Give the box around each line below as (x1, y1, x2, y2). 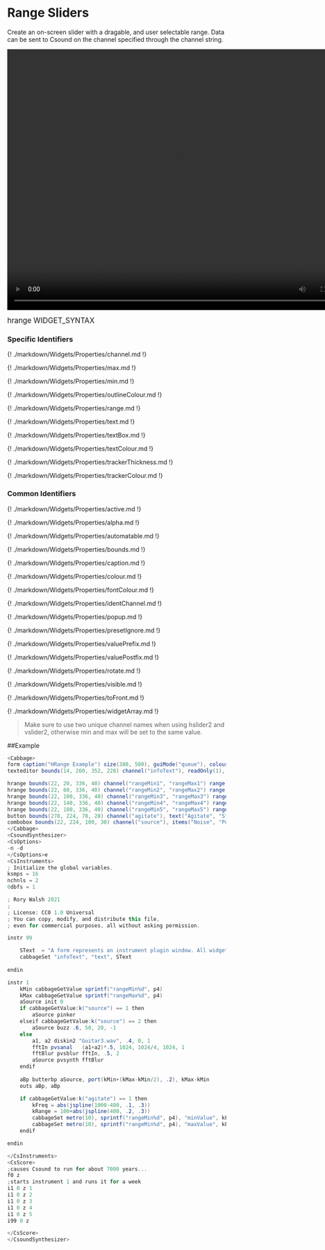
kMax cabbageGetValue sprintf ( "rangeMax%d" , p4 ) (19, 992, 163, 999)
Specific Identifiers (7, 334, 74, 344)
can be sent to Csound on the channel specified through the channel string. (7, 35, 224, 43)
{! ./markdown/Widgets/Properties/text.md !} (7, 417, 135, 426)
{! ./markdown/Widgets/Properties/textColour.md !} (7, 444, 154, 453)
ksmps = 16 (7, 871, 39, 878)
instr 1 (7, 979, 30, 986)
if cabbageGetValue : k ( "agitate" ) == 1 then (19, 1095, 148, 1102)
